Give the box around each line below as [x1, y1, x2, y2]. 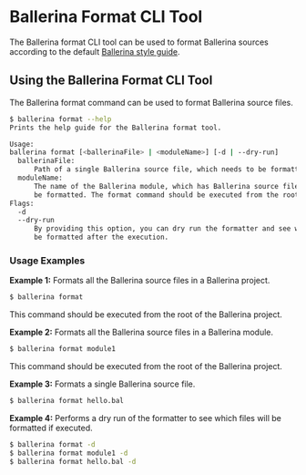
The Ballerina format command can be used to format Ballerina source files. [9, 97, 293, 108]
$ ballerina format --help [9, 114, 112, 124]
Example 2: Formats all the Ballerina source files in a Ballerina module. [9, 326, 274, 338]
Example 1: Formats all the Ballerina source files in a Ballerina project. [9, 275, 270, 286]
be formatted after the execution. [33, 232, 169, 243]
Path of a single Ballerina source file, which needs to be [33, 165, 267, 174]
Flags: [9, 199, 35, 208]
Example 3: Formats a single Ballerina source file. [9, 378, 196, 389]
